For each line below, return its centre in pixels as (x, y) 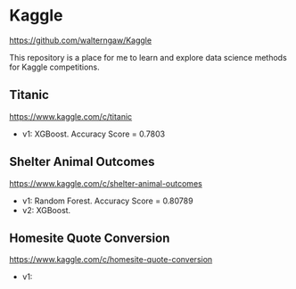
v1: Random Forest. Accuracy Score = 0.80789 (107, 201)
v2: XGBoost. (46, 210)
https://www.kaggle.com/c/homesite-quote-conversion (111, 260)
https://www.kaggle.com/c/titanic (71, 116)
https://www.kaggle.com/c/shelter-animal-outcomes (106, 183)
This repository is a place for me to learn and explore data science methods (148, 57)
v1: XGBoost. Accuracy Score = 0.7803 (94, 134)
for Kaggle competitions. (54, 67)
